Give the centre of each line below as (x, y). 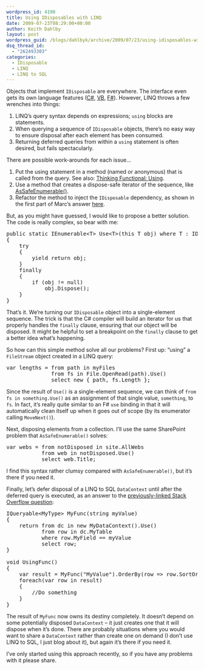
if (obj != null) (58, 282)
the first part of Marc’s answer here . (60, 204)
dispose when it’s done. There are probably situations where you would (96, 629)
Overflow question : (30, 502)
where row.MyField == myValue (87, 538)
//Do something (54, 593)
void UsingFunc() (32, 562)
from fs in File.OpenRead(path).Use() (109, 374)
